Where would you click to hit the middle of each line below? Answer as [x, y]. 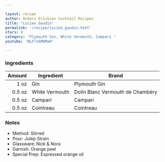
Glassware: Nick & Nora [36, 144]
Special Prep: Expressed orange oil [48, 154]
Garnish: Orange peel [34, 149]
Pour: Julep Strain [31, 139]
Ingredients [19, 63]
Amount [17, 76]
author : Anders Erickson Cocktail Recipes [49, 18]
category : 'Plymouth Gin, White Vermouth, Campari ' [61, 37]
